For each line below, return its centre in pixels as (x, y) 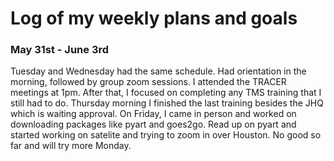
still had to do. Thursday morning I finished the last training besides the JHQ (167, 103)
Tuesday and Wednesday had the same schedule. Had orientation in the (158, 71)
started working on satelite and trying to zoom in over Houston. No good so (166, 135)
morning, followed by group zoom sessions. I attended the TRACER (148, 82)
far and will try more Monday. (71, 146)
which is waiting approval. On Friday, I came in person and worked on (153, 114)
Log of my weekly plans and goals (154, 18)
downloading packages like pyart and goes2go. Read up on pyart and (153, 124)
